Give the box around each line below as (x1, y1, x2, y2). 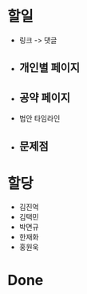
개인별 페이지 (18, 61, 81, 75)
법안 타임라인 (18, 114, 61, 123)
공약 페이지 (18, 91, 71, 104)
